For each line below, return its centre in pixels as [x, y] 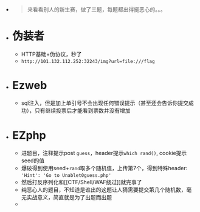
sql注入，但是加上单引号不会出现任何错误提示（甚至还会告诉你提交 [105, 103]
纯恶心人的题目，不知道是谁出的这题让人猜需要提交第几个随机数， [104, 190]
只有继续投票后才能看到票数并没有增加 [82, 110]
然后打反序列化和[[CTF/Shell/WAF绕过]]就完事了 [81, 182]
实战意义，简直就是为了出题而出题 [69, 197]
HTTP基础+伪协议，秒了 [51, 54]
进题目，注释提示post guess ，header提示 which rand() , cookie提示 [104, 153]
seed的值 [33, 161]
